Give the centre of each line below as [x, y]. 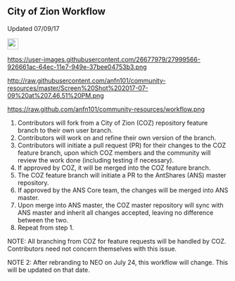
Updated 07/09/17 [33, 28]
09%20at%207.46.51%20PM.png [56, 95]
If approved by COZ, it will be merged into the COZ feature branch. [114, 168]
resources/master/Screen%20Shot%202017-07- [78, 88]
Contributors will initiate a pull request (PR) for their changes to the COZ [122, 145]
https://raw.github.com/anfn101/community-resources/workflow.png [106, 109]
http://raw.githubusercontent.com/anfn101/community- [87, 80]
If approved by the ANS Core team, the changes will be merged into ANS [123, 190]
